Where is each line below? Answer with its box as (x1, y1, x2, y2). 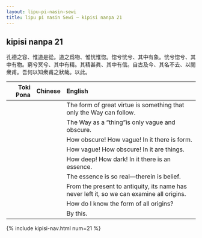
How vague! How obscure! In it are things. (66, 145, 185, 154)
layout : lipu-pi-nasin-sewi (6, 8, 77, 15)
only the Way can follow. (66, 108, 136, 117)
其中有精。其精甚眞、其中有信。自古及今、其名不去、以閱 (53, 61, 196, 68)
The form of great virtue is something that (66, 101, 185, 109)
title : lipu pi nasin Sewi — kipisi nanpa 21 (6, 14, 122, 20)
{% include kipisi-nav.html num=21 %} (6, 225, 101, 232)
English (66, 87, 88, 95)
